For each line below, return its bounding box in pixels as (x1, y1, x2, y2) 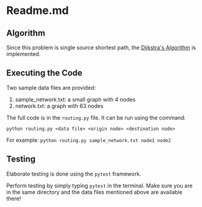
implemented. (6, 50, 41, 58)
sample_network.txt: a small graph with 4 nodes (15, 95, 136, 103)
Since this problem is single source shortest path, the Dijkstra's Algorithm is (6, 44, 196, 51)
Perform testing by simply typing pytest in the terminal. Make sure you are (6, 182, 193, 189)
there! (6, 195, 21, 202)
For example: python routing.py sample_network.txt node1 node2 (6, 136, 172, 143)
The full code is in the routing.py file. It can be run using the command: (6, 114, 186, 121)
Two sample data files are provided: (6, 84, 96, 91)
